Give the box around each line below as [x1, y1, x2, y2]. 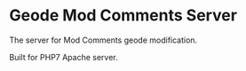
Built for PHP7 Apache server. [9, 51, 118, 62]
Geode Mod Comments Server [9, 5, 238, 26]
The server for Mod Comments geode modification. [9, 35, 198, 45]
